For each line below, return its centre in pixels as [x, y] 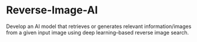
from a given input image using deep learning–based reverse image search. [98, 32]
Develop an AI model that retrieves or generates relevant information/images [99, 26]
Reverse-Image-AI [52, 10]
